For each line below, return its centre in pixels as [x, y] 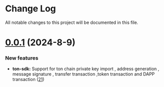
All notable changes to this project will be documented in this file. [72, 22]
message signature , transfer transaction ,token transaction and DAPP [83, 74]
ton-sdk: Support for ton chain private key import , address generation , [86, 69]
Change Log [30, 9]
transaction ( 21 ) [28, 80]
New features [22, 58]
